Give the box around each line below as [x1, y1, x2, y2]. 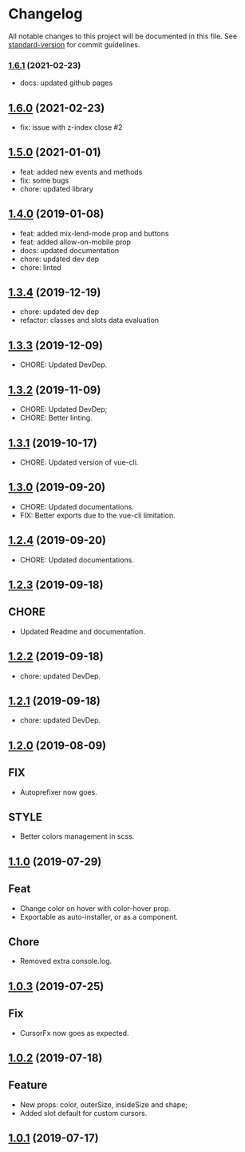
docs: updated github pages [19, 78, 113, 88]
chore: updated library [19, 183, 93, 193]
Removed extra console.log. [19, 957, 113, 966]
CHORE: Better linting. [19, 413, 93, 423]
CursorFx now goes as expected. [19, 1028, 129, 1037]
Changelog [8, 5, 83, 23]
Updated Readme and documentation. [19, 626, 145, 636]
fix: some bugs [19, 175, 69, 185]
